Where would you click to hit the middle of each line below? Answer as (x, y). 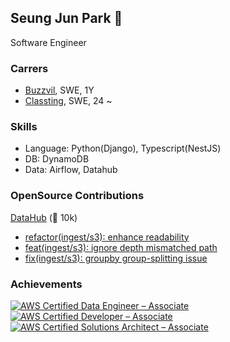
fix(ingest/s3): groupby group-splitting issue (116, 258)
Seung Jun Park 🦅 (66, 18)
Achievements (46, 284)
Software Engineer (48, 42)
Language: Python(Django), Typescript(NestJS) (123, 148)
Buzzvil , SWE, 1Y (59, 90)
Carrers (29, 68)
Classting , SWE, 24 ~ (68, 101)
